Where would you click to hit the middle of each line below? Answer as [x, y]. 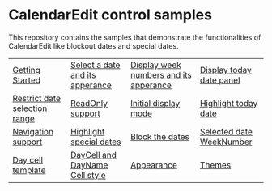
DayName [89, 165]
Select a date [95, 65]
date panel [220, 80]
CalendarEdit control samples [110, 15]
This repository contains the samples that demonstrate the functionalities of [135, 37]
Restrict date [36, 98]
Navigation [33, 131]
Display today [226, 70]
